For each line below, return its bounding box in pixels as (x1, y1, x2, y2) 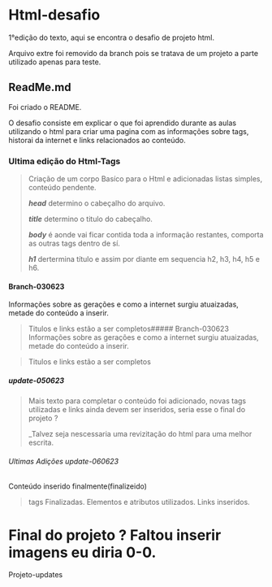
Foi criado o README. (8, 102, 82, 111)
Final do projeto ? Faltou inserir (8, 526, 222, 544)
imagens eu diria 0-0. (8, 543, 157, 562)
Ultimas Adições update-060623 (8, 456, 119, 466)
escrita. (28, 437, 54, 448)
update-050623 (8, 376, 65, 385)
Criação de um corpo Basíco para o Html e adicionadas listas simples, (28, 174, 263, 184)
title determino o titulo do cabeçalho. (28, 214, 153, 224)
